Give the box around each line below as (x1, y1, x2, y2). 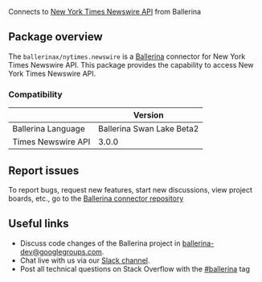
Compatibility (8, 89, 63, 100)
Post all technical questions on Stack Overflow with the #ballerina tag (19, 263, 251, 273)
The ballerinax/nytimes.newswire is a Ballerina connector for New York (8, 52, 246, 61)
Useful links (8, 217, 70, 230)
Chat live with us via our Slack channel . (19, 255, 150, 265)
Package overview (8, 30, 103, 44)
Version (133, 110, 164, 121)
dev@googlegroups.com (19, 247, 103, 256)
